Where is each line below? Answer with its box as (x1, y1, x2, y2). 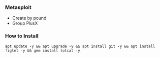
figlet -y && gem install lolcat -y (5, 48, 80, 53)
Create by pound (12, 15, 47, 21)
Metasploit (5, 4, 32, 11)
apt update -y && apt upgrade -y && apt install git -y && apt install (5, 44, 155, 49)
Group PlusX (12, 20, 38, 26)
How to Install (5, 32, 38, 39)
